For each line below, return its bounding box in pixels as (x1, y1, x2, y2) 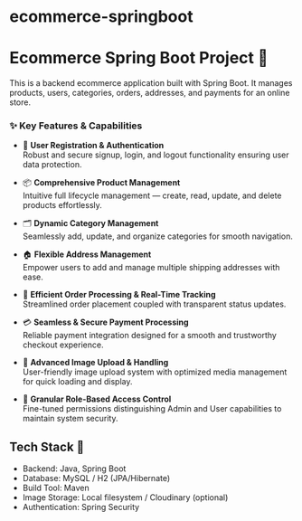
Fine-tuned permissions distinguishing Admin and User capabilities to (22, 403, 282, 414)
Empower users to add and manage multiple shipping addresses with (22, 262, 280, 273)
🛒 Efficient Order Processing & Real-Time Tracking (22, 289, 216, 300)
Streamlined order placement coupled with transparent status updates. (22, 298, 287, 309)
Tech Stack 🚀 (9, 439, 85, 454)
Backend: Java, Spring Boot (22, 463, 127, 474)
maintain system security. (22, 413, 118, 424)
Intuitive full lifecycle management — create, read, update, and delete (22, 190, 282, 201)
